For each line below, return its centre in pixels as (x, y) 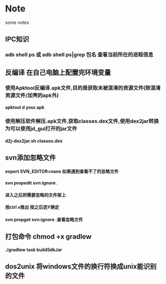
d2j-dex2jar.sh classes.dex (34, 141)
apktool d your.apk (25, 107)
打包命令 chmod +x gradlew (48, 237)
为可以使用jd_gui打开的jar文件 (41, 129)
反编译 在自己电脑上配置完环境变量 (58, 72)
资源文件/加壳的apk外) (32, 95)
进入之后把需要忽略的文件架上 (35, 195)
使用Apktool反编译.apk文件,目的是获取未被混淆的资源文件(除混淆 (83, 88)
